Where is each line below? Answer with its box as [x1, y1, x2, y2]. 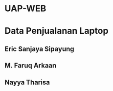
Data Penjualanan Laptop [4, 25, 109, 37]
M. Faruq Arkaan [4, 62, 57, 70]
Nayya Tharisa [4, 78, 50, 86]
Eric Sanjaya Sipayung [4, 45, 74, 53]
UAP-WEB [4, 3, 46, 14]
